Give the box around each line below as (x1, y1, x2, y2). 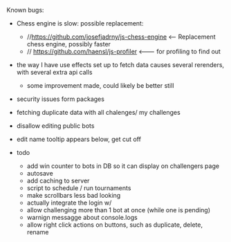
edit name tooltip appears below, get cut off (16, 135, 141, 143)
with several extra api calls (16, 68, 93, 76)
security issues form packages (16, 95, 105, 103)
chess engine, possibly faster (26, 40, 111, 48)
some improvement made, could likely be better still (26, 82, 174, 89)
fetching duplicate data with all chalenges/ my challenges (16, 109, 181, 116)
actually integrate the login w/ (26, 198, 112, 207)
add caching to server (26, 176, 90, 185)
